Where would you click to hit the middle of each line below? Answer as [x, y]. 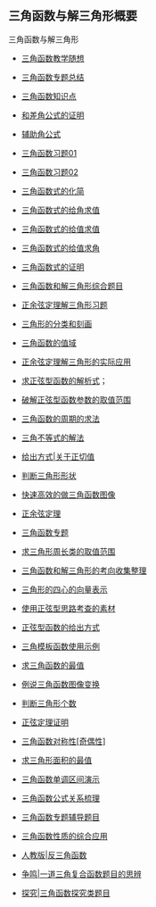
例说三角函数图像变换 [60, 684]
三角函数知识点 [49, 96]
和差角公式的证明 [53, 115]
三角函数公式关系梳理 [60, 798]
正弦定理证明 [45, 722]
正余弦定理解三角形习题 [64, 304]
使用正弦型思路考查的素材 [68, 608]
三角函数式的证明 [53, 267]
